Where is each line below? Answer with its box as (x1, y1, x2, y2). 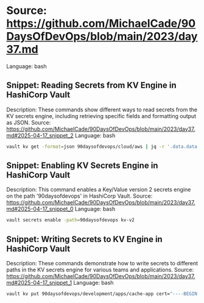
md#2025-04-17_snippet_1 (6, 279, 72, 287)
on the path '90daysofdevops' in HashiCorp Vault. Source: (6, 192, 153, 200)
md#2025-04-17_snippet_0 (6, 205, 74, 213)
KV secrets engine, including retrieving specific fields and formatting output (6, 112, 197, 119)
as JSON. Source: (6, 119, 51, 126)
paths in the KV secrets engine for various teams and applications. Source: (6, 266, 194, 274)
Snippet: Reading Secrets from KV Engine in (6, 80, 177, 91)
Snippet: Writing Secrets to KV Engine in (6, 234, 163, 244)
